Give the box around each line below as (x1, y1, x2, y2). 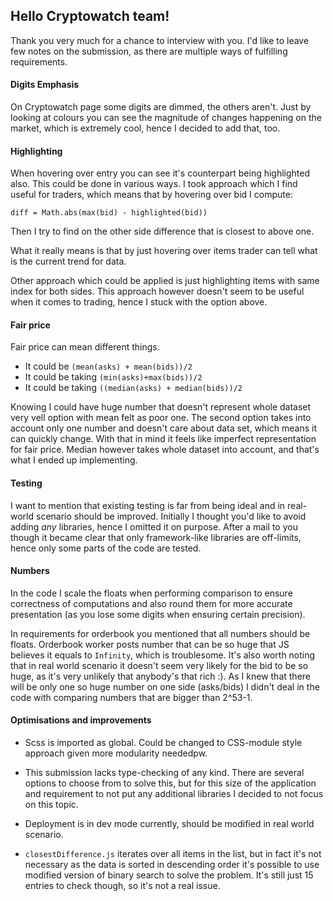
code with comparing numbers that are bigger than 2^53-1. (10, 691, 253, 703)
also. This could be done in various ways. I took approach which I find (10, 178, 298, 190)
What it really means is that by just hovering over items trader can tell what (10, 245, 318, 257)
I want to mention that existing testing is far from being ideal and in (10, 499, 286, 511)
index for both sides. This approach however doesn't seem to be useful (10, 285, 305, 298)
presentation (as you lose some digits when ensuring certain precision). (10, 608, 306, 620)
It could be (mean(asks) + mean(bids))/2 (24, 360, 193, 373)
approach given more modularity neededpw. (24, 747, 208, 759)
